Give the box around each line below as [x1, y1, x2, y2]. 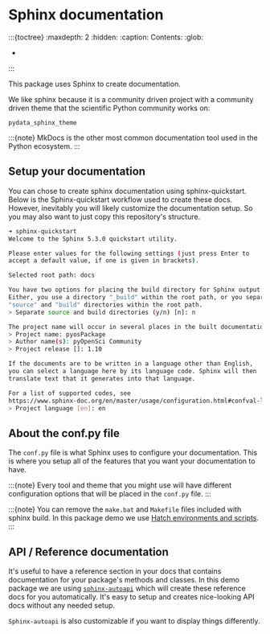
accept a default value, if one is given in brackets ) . [8, 257, 199, 265]
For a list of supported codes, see [8, 389, 131, 397]
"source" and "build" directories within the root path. [8, 300, 203, 309]
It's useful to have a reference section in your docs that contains [8, 566, 222, 576]
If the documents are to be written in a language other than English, [8, 360, 253, 368]
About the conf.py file [8, 426, 121, 440]
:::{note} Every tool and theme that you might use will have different [8, 480, 232, 490]
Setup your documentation [8, 165, 146, 179]
